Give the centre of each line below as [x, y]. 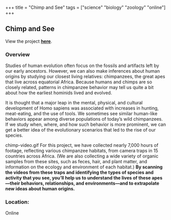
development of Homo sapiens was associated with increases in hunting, [82, 108]
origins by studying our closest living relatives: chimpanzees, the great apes [85, 77]
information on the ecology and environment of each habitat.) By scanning [84, 167]
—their [13, 183]
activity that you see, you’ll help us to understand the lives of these [78, 178]
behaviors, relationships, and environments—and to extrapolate [90, 183]
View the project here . [29, 41]
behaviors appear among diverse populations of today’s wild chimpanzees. [84, 119]
